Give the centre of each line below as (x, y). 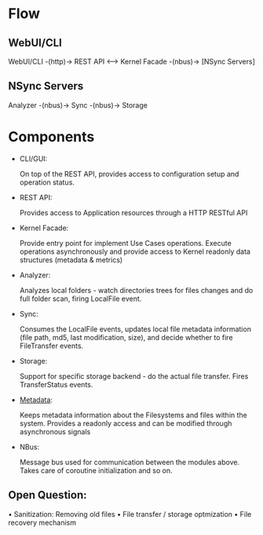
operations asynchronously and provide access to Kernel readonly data (135, 251)
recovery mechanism (42, 522)
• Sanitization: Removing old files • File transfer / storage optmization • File (130, 514)
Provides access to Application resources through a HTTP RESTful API (133, 212)
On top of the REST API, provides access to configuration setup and (129, 174)
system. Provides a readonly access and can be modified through (126, 423)
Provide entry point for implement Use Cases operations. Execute (125, 243)
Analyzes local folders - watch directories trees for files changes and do (136, 290)
